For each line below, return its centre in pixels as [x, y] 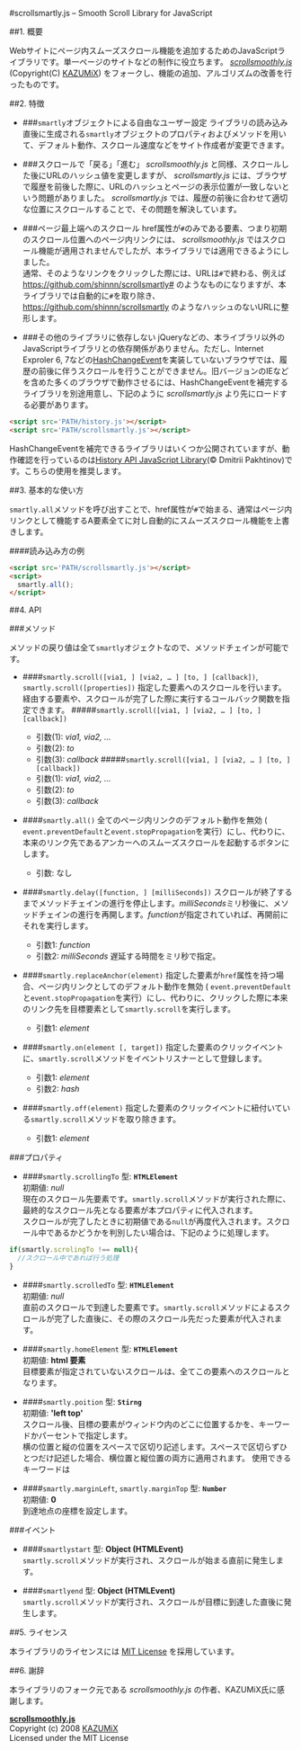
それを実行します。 [58, 926]
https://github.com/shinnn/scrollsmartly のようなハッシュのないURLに [151, 307]
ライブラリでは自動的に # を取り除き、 [91, 295]
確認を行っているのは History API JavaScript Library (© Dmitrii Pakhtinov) [150, 460]
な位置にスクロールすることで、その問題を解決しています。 [132, 209]
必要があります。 [62, 405]
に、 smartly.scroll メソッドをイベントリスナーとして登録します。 [144, 1058]
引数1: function [63, 945]
